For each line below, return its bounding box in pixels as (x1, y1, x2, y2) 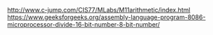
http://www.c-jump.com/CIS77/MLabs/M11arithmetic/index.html (7, 6, 191, 14)
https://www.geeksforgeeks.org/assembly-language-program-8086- (7, 13, 206, 21)
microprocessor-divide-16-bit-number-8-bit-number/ (7, 21, 161, 28)
